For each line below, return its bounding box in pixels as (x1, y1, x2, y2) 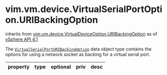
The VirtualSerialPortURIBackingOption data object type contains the (5, 46, 152, 52)
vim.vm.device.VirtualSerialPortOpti (5, 4, 162, 15)
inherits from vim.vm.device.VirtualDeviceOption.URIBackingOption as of (5, 31, 157, 37)
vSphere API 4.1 (5, 36, 38, 42)
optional (50, 63, 71, 70)
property (8, 63, 30, 70)
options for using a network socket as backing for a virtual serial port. (5, 51, 150, 57)
